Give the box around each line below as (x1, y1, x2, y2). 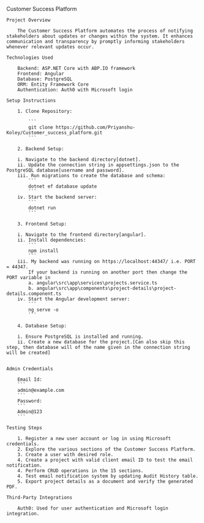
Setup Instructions (6, 97, 56, 104)
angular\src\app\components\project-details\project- (36, 285, 176, 291)
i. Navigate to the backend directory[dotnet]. (17, 156, 141, 162)
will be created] (6, 349, 51, 356)
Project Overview (6, 17, 51, 23)
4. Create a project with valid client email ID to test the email (17, 457, 193, 463)
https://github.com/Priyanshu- (55, 124, 136, 131)
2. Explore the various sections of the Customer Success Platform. (17, 446, 196, 452)
